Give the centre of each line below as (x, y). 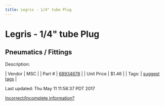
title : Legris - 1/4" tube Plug (38, 10)
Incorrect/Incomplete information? (40, 98)
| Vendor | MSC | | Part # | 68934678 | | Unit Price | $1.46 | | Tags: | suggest (82, 73)
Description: (18, 64)
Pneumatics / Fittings (39, 52)
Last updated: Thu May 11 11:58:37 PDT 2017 (50, 88)
